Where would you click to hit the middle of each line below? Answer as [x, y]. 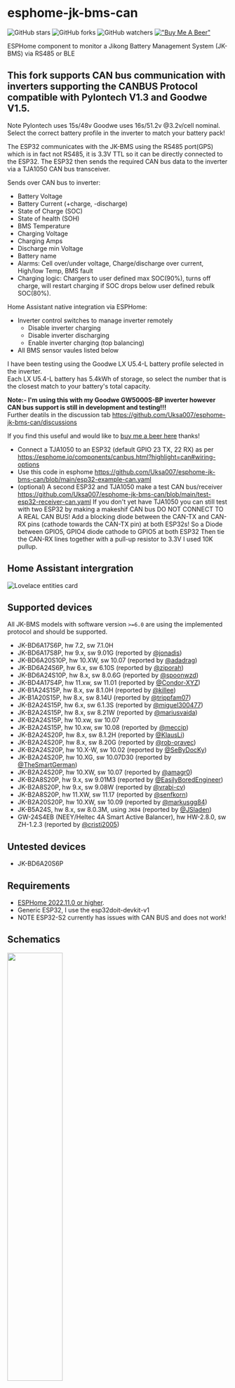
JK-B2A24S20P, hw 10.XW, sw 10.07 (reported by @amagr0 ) [105, 772]
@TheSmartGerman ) [47, 765]
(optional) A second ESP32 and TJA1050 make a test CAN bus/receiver [120, 487]
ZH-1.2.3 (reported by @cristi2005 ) [68, 825]
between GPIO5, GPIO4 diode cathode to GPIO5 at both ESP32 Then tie [121, 531]
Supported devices [50, 607]
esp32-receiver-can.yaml [54, 502]
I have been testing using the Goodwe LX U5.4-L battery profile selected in [116, 364]
